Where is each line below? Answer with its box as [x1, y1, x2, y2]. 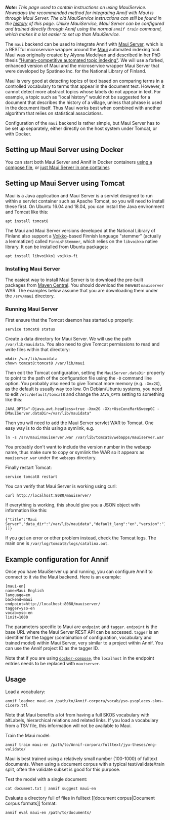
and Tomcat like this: [5, 209, 49, 215]
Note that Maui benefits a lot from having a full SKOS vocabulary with [5, 711, 150, 717]
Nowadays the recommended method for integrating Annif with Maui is [5, 10, 154, 16]
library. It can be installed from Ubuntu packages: [5, 244, 109, 250]
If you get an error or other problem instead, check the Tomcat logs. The [5, 535, 156, 541]
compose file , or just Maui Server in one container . [5, 164, 110, 170]
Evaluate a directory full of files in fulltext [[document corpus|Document [5, 795, 155, 801]
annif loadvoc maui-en [5, 698, 53, 703]
